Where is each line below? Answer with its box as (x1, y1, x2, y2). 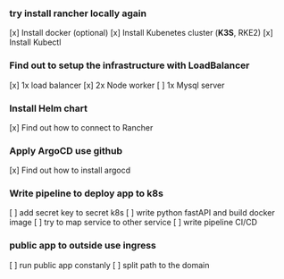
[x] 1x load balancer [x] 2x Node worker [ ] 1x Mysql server (9, 80, 225, 90)
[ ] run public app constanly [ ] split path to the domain (9, 259, 210, 270)
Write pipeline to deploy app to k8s (9, 187, 163, 199)
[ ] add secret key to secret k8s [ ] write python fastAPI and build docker (9, 207, 275, 218)
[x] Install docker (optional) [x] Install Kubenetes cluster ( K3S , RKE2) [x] (9, 28, 274, 38)
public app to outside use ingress (9, 240, 156, 252)
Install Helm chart (9, 102, 88, 114)
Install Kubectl (9, 37, 62, 47)
